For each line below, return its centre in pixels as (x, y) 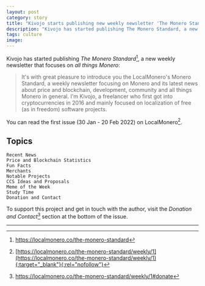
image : (15, 40)
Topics (20, 141)
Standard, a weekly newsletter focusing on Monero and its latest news (110, 83)
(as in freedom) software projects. (64, 109)
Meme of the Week (28, 187)
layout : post (23, 12)
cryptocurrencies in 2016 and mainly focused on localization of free (106, 103)
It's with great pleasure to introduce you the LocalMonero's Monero (106, 77)
